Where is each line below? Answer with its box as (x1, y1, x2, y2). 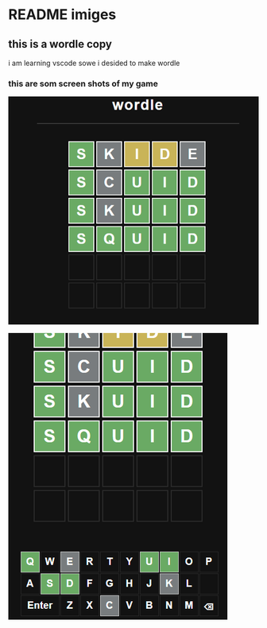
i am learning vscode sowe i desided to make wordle (8, 58, 180, 68)
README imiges (8, 6, 117, 24)
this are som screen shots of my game (8, 78, 159, 89)
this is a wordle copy (8, 37, 113, 51)
